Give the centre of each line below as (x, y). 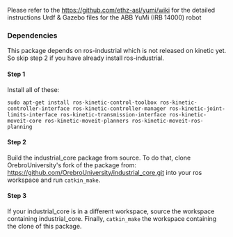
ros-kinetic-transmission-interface (113, 114)
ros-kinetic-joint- (198, 108)
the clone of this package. (45, 226)
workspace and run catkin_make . (54, 180)
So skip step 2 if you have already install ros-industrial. (86, 58)
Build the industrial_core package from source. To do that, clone (99, 158)
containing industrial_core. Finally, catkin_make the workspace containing (112, 218)
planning (20, 127)
